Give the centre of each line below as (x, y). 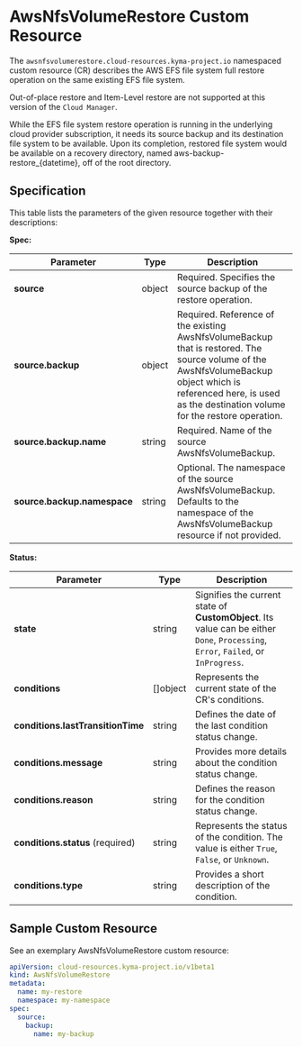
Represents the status (241, 825)
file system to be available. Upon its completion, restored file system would (148, 143)
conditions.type (49, 885)
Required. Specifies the (226, 277)
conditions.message (58, 762)
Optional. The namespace (231, 468)
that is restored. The (219, 348)
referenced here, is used (228, 393)
